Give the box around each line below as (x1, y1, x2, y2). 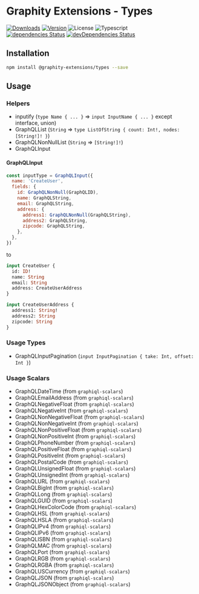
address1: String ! (11, 308, 59, 314)
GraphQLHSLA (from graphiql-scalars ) (15, 516, 114, 524)
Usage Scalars (6, 374, 50, 382)
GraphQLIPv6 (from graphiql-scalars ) (15, 529, 111, 536)
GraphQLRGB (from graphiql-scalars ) (15, 555, 111, 563)
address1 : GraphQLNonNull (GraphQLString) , (22, 212, 131, 218)
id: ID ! (11, 268, 31, 274)
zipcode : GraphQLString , (22, 223, 85, 229)
